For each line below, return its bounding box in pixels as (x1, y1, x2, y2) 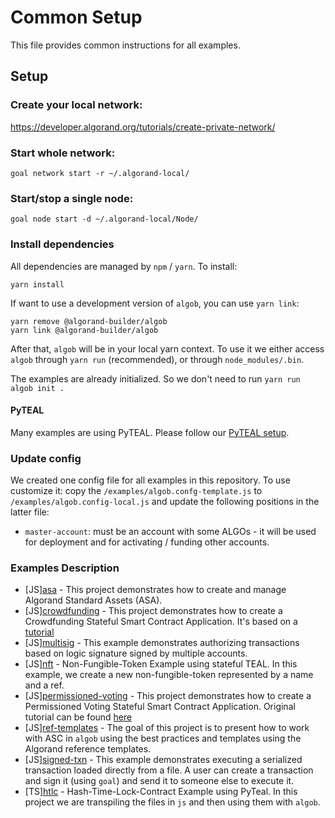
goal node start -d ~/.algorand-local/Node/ (10, 214, 199, 225)
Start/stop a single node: (10, 191, 134, 205)
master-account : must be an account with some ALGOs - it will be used (24, 526, 317, 538)
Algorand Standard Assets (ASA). (24, 594, 163, 606)
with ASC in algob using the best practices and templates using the (24, 732, 302, 745)
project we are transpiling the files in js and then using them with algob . (24, 796, 321, 808)
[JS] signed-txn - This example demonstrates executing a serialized (24, 754, 303, 766)
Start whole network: (10, 146, 116, 160)
